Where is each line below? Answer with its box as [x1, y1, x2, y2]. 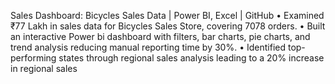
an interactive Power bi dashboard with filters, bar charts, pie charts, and [10, 31, 311, 42]
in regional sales [10, 63, 78, 74]
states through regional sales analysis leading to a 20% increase [58, 52, 325, 64]
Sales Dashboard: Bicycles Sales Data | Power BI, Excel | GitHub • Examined [10, 10, 325, 21]
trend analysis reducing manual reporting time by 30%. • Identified [10, 41, 287, 53]
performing [10, 52, 57, 64]
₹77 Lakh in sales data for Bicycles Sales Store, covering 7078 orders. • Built [10, 20, 326, 32]
